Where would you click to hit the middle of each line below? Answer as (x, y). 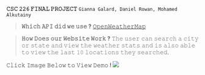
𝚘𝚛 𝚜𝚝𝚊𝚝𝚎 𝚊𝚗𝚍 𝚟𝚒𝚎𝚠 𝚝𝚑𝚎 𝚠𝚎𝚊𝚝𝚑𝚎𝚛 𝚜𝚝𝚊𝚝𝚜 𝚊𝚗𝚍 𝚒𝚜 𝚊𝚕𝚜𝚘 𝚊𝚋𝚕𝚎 (108, 45)
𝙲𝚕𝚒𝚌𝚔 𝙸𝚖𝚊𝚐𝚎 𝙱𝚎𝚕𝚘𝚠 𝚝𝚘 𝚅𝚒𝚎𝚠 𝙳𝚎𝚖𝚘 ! (59, 65)
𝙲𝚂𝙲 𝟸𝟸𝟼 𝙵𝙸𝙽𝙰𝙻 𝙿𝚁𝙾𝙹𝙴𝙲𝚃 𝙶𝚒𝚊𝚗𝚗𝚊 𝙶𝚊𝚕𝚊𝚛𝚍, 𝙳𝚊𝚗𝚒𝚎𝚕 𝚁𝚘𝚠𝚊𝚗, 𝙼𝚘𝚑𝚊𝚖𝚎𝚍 (92, 9)
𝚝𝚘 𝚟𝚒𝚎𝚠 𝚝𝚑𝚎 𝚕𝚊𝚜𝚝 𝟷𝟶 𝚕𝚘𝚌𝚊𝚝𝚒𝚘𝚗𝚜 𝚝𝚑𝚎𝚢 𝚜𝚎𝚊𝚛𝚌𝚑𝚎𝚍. (95, 52)
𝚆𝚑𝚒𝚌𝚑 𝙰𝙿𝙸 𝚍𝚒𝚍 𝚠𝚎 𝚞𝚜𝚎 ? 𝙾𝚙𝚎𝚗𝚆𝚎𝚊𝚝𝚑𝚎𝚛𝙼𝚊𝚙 (84, 26)
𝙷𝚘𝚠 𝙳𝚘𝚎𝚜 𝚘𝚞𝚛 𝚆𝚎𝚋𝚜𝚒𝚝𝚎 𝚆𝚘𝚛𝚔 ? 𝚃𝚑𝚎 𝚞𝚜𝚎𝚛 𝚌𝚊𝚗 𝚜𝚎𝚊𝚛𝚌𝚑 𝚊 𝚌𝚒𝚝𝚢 (110, 38)
